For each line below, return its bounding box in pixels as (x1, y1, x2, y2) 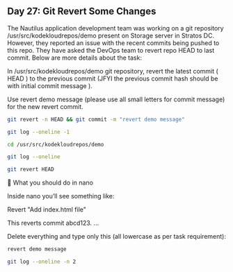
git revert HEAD (7, 166, 54, 173)
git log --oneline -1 (7, 128, 70, 135)
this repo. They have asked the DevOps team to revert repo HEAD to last (7, 46, 214, 54)
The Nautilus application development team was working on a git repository (7, 24, 224, 32)
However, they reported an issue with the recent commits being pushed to (7, 38, 220, 47)
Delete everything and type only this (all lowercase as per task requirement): (7, 232, 226, 241)
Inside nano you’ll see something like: (7, 192, 115, 201)
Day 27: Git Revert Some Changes (7, 6, 156, 17)
